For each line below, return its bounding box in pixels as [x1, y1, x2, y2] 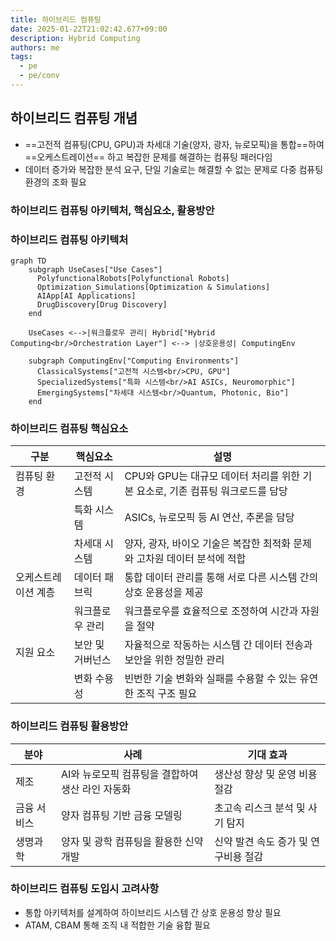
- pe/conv [19, 71, 60, 81]
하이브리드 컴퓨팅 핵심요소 [10, 421, 129, 435]
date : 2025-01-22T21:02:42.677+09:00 [10, 24, 168, 34]
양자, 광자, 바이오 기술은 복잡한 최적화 [124, 537, 291, 551]
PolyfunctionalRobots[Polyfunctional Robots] [36, 273, 230, 283]
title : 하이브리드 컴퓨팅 [10, 14, 102, 25]
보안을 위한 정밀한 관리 [124, 653, 225, 667]
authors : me [10, 42, 60, 53]
